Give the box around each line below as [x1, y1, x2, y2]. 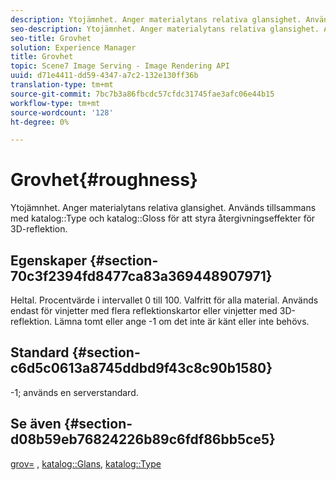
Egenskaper [10, 252, 88, 269]
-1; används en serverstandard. [10, 386, 139, 398]
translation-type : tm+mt [10, 80, 114, 90]
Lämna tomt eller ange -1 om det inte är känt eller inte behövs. [54, 316, 310, 327]
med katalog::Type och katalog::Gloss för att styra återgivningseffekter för [10, 212, 316, 225]
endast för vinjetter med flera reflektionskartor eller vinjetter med [10, 305, 278, 316]
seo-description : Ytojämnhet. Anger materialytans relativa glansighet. [10, 24, 320, 34]
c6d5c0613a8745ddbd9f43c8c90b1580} [10, 360, 273, 377]
